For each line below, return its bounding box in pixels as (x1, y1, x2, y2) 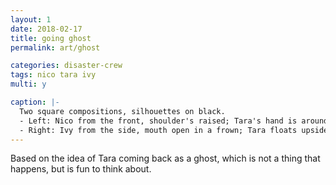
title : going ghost (10, 33, 92, 43)
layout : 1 (10, 14, 52, 25)
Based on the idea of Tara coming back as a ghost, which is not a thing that (10, 152, 321, 165)
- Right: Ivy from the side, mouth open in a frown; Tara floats (19, 125, 298, 135)
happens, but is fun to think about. (10, 163, 152, 175)
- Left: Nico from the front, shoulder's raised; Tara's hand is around (19, 116, 329, 126)
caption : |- (10, 97, 60, 107)
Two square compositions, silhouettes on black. (19, 106, 226, 116)
